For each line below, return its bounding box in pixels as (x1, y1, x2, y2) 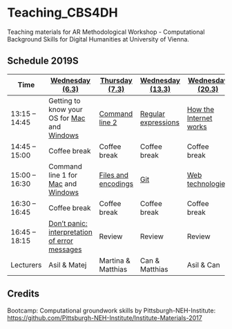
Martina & (99, 256, 130, 265)
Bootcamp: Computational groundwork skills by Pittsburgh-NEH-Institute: (7, 306, 216, 314)
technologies (186, 178, 229, 188)
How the (186, 104, 215, 114)
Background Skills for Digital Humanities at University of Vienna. (7, 35, 190, 43)
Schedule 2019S (7, 55, 79, 67)
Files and (99, 170, 129, 180)
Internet (186, 113, 213, 122)
